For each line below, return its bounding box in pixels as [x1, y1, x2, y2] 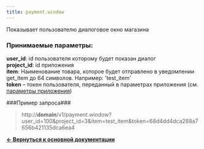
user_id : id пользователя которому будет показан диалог [6, 54, 156, 62]
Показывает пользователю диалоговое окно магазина [6, 26, 149, 33]
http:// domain [21, 111, 57, 118]
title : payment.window [6, 9, 64, 15]
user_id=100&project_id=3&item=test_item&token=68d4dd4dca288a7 [21, 117, 198, 125]
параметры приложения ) [6, 87, 72, 95]
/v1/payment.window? [56, 111, 112, 118]
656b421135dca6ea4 [21, 123, 75, 131]
